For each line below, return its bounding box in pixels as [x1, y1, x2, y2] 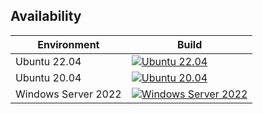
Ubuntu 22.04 [15, 54, 82, 68]
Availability [10, 8, 82, 25]
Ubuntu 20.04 [15, 70, 82, 84]
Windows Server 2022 [15, 87, 122, 101]
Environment [37, 37, 100, 51]
